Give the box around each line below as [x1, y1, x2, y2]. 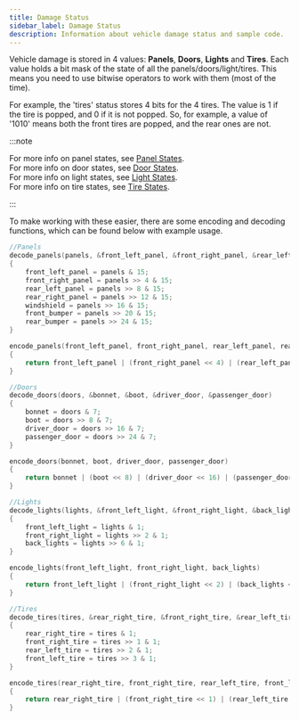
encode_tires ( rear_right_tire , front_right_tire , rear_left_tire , [9, 678, 261, 687]
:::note [9, 135, 33, 147]
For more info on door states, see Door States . [9, 162, 180, 174]
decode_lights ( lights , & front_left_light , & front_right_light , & [9, 505, 256, 515]
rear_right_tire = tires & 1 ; [25, 629, 138, 638]
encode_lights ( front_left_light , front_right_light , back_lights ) [9, 563, 261, 573]
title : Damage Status [9, 12, 90, 22]
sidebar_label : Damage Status [9, 21, 122, 30]
